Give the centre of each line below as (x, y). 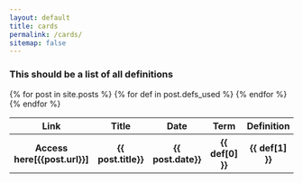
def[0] (225, 153)
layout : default (40, 18)
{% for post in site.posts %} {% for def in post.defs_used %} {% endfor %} (148, 94)
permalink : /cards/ (46, 34)
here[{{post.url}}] (51, 159)
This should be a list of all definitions (92, 75)
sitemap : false (38, 43)
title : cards (34, 26)
